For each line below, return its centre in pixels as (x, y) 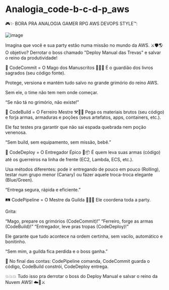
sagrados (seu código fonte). (35, 73)
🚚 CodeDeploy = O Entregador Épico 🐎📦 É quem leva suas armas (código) (83, 152)
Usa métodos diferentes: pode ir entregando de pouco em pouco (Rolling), (83, 169)
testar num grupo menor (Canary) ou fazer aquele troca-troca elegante (79, 174)
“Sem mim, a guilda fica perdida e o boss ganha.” (57, 251)
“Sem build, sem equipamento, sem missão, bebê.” (58, 142)
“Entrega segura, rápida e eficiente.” (43, 189)
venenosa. (16, 132)
